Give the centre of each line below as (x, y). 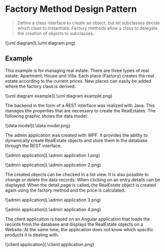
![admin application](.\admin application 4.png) (53, 209)
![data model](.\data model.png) (38, 125)
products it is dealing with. (32, 235)
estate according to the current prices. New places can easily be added (78, 81)
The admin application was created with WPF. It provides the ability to (76, 135)
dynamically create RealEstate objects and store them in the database (76, 140)
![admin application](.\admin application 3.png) (53, 200)
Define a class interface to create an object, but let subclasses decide (88, 23)
